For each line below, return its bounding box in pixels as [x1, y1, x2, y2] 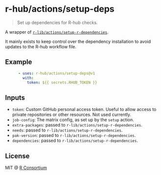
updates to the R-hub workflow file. [5, 44, 77, 49]
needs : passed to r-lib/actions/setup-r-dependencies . [12, 127, 123, 133]
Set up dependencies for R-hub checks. [17, 20, 98, 25]
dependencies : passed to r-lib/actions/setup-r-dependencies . [12, 138, 138, 144]
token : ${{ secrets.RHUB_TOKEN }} [26, 80, 97, 85]
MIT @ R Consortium [5, 165, 47, 171]
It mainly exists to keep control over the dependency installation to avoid [5, 38, 151, 44]
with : [23, 75, 34, 80]
